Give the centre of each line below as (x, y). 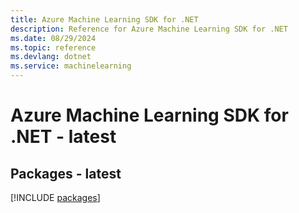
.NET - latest (63, 137)
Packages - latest (66, 173)
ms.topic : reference (53, 47)
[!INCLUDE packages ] (55, 197)
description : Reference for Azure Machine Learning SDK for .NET (149, 29)
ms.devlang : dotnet (51, 57)
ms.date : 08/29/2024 (53, 38)
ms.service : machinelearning (71, 66)
